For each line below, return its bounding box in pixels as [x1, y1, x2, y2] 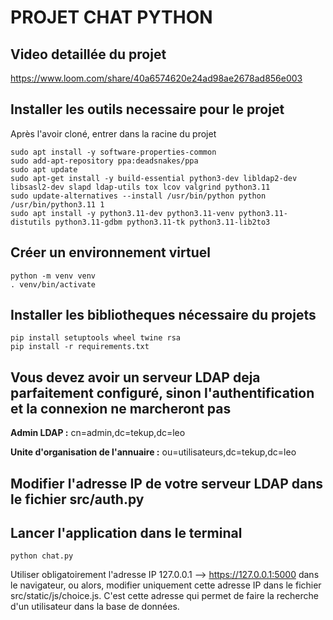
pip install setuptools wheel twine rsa [10, 333, 182, 343]
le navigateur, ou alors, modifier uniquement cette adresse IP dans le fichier [10, 579, 322, 591]
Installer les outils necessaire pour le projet [10, 101, 285, 118]
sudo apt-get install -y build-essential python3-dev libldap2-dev [10, 173, 298, 183]
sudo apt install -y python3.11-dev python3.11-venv [10, 208, 235, 218]
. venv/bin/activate [10, 279, 97, 290]
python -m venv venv [10, 271, 97, 281]
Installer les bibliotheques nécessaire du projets [10, 307, 317, 324]
